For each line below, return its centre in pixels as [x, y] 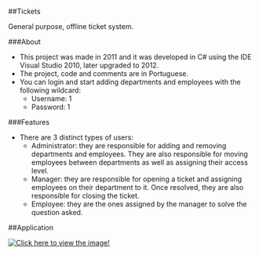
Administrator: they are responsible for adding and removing [129, 146]
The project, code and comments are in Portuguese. [104, 73]
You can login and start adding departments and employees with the [130, 82]
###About [25, 42]
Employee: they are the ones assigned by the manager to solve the [139, 204]
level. [40, 171]
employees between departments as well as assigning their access [140, 162]
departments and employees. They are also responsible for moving [140, 154]
